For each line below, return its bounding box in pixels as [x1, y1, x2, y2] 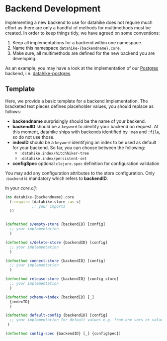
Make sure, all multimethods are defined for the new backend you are [12, 50, 155, 56]
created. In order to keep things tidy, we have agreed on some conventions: [5, 30, 160, 36]
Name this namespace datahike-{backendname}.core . [12, 45, 121, 51]
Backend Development [5, 3, 101, 14]
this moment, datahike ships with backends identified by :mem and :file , [12, 129, 161, 135]
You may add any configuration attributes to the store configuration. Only [5, 170, 155, 176]
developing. [12, 55, 37, 61]
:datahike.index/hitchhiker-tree [19, 151, 89, 156]
